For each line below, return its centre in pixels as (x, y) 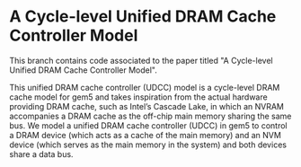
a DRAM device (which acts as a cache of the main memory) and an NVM (145, 135)
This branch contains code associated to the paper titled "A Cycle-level (141, 60)
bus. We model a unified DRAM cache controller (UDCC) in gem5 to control (148, 125)
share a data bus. (41, 154)
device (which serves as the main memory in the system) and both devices (148, 145)
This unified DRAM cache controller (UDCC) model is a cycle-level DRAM (145, 87)
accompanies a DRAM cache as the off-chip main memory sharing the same (150, 116)
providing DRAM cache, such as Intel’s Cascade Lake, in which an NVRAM (147, 106)
